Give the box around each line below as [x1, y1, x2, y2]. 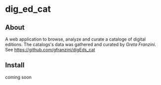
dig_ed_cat [5, 3, 51, 15]
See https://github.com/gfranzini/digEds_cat [5, 47, 95, 52]
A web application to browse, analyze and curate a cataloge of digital [5, 36, 146, 42]
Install [5, 61, 25, 70]
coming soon [5, 74, 32, 80]
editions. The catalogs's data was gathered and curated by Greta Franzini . [5, 42, 157, 47]
